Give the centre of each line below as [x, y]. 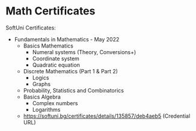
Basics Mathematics [48, 46]
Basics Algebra [42, 97]
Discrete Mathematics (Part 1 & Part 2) [71, 71]
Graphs [41, 84]
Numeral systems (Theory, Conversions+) [84, 52]
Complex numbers [55, 103]
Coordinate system [56, 58]
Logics [41, 78]
